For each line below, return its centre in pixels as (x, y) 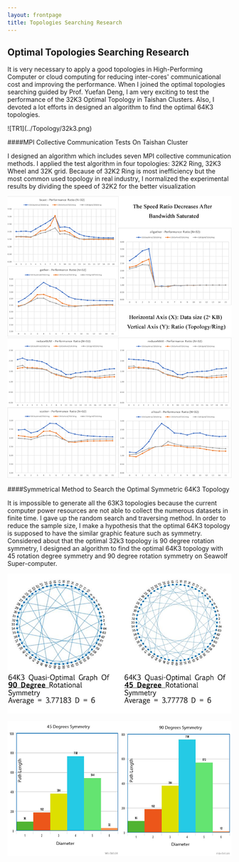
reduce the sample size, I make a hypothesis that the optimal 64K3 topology (119, 526)
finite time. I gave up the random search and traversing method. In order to (117, 518)
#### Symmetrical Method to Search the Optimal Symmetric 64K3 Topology (118, 489)
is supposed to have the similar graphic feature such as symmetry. (105, 533)
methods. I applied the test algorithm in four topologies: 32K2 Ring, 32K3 (115, 164)
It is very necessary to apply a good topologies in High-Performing (105, 69)
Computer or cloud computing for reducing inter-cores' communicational (114, 77)
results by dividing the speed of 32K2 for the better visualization (101, 186)
